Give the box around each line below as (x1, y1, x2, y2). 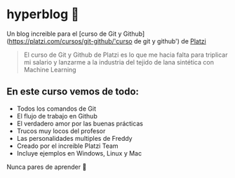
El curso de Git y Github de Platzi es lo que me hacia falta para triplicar (23, 50, 228, 59)
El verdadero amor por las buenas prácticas (16, 119, 143, 128)
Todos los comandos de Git (16, 104, 96, 113)
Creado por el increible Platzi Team (16, 142, 119, 150)
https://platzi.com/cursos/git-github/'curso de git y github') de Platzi (8, 36, 206, 45)
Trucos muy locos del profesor (16, 126, 106, 135)
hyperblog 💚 (6, 6, 80, 22)
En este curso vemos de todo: (6, 85, 140, 97)
